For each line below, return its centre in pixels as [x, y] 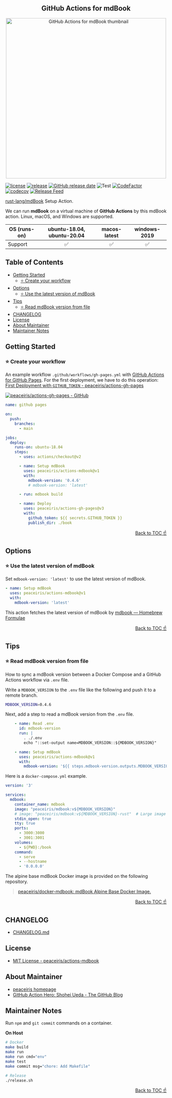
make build [17, 1047]
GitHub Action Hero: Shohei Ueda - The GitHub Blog [68, 994]
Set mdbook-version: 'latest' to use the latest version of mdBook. [76, 579]
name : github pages [26, 405]
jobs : [11, 438]
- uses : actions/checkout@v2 [50, 457]
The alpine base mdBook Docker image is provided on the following [77, 876]
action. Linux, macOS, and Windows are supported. [60, 216]
